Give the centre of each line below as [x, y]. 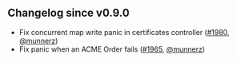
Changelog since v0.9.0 [68, 13]
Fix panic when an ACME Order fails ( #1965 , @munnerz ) [112, 49]
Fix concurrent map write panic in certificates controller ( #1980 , [124, 32]
